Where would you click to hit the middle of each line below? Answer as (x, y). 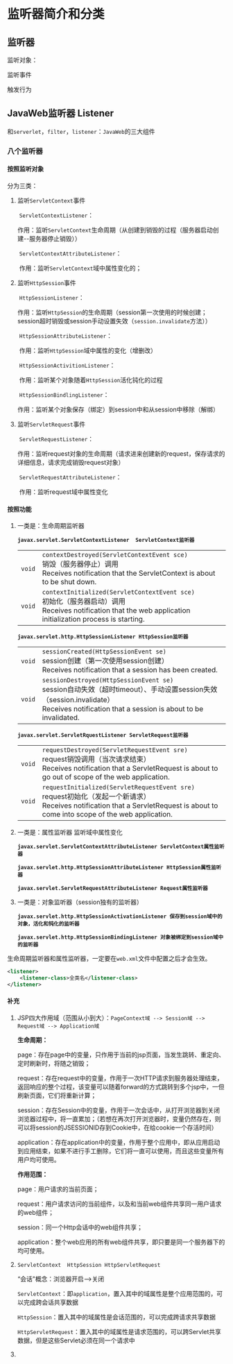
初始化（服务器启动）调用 (84, 602)
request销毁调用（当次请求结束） (96, 759)
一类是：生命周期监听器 (51, 526)
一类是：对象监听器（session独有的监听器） (80, 902)
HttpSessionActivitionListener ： (67, 365)
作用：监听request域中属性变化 (63, 492)
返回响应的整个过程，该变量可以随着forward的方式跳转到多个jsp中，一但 (121, 1086)
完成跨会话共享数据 (51, 1302)
